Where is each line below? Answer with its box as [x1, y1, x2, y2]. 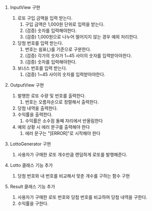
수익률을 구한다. [17, 200, 49, 206]
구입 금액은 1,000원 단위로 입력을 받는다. [25, 22, 105, 27]
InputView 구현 [10, 5, 41, 10]
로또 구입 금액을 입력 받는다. [17, 15, 73, 21]
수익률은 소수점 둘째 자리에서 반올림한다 [25, 118, 103, 124]
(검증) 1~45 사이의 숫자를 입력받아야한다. [25, 72, 105, 77]
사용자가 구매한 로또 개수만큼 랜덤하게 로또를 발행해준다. [17, 152, 128, 157]
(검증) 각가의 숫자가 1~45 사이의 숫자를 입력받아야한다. [25, 53, 132, 59]
